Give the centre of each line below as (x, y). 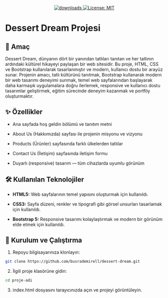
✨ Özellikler (24, 112)
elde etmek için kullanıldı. (39, 225)
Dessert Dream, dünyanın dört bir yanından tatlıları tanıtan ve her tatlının (79, 59)
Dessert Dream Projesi (53, 28)
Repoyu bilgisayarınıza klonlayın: (46, 252)
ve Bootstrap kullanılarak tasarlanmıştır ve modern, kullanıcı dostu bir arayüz (84, 69)
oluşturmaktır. (20, 96)
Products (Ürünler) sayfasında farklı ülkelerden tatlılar (68, 143)
